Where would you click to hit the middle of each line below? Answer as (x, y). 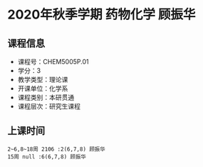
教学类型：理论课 (43, 80)
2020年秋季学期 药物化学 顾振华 (101, 15)
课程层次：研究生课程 (49, 106)
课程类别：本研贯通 (46, 97)
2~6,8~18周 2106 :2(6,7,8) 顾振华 (56, 149)
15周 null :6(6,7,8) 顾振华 (47, 157)
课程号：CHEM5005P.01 (53, 62)
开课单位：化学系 (43, 88)
